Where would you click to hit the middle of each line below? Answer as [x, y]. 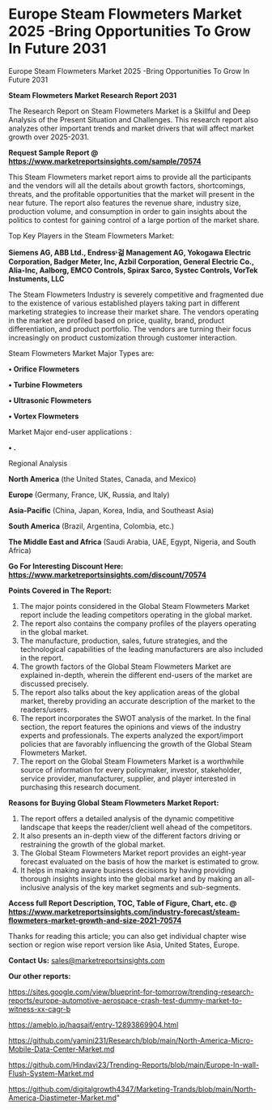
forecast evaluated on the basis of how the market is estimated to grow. [139, 861]
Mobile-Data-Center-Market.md [62, 1049]
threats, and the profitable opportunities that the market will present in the [132, 194]
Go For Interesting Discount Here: [66, 566]
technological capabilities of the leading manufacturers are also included [141, 649]
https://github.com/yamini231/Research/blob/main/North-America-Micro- [131, 1040]
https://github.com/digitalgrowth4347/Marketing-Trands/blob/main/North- [132, 1089]
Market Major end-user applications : [70, 431]
